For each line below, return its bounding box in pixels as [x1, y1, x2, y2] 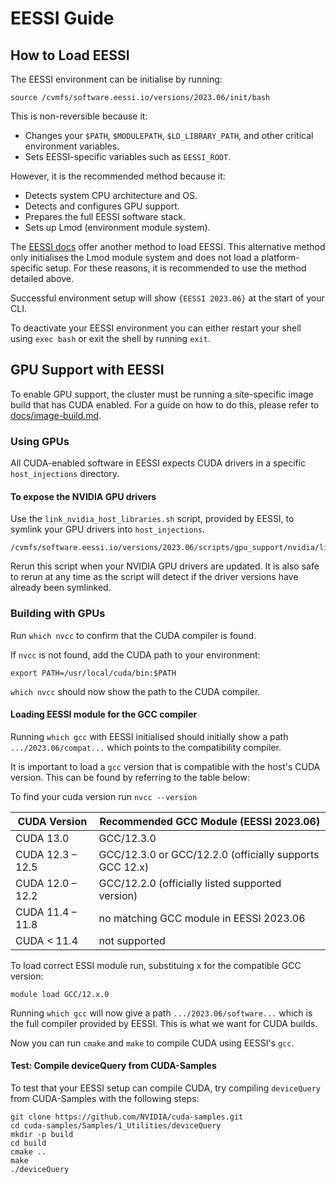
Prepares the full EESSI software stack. [24, 211, 187, 222]
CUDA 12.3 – [15, 847, 77, 861]
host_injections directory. [10, 468, 120, 480]
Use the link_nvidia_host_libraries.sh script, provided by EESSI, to [10, 513, 295, 525]
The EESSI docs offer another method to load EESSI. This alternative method [10, 241, 326, 252]
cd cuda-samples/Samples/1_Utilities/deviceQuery [10, 1121, 222, 1131]
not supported [98, 933, 166, 947]
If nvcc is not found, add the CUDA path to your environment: [10, 648, 261, 661]
